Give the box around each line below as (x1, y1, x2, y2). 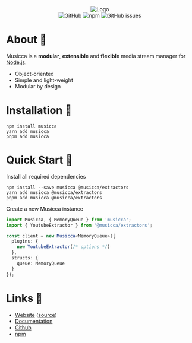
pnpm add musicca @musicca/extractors (6, 195, 102, 201)
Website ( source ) (14, 311, 58, 318)
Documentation (14, 317, 53, 325)
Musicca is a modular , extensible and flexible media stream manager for (6, 52, 186, 59)
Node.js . (6, 59, 27, 66)
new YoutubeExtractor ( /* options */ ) (17, 244, 111, 250)
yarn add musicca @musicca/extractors (6, 189, 102, 195)
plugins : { (11, 239, 39, 244)
